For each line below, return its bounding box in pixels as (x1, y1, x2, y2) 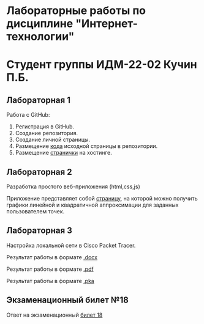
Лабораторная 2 (6, 166, 72, 177)
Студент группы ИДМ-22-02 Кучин (6, 57, 197, 72)
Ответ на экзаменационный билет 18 (6, 311, 103, 318)
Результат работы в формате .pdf (6, 265, 94, 273)
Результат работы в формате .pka (6, 277, 95, 284)
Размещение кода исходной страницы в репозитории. (15, 142, 158, 150)
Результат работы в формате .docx (6, 253, 98, 260)
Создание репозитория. (15, 130, 78, 137)
